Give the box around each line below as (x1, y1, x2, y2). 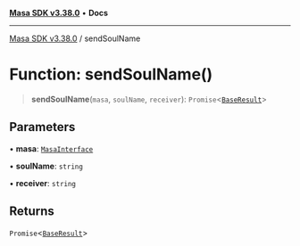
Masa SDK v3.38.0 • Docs (9, 8, 109, 18)
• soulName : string (9, 160, 83, 171)
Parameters (9, 119, 76, 135)
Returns (9, 204, 55, 219)
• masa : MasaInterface (9, 143, 94, 154)
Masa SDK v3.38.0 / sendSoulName (9, 33, 141, 44)
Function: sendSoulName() (9, 64, 213, 85)
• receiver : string (9, 177, 77, 188)
